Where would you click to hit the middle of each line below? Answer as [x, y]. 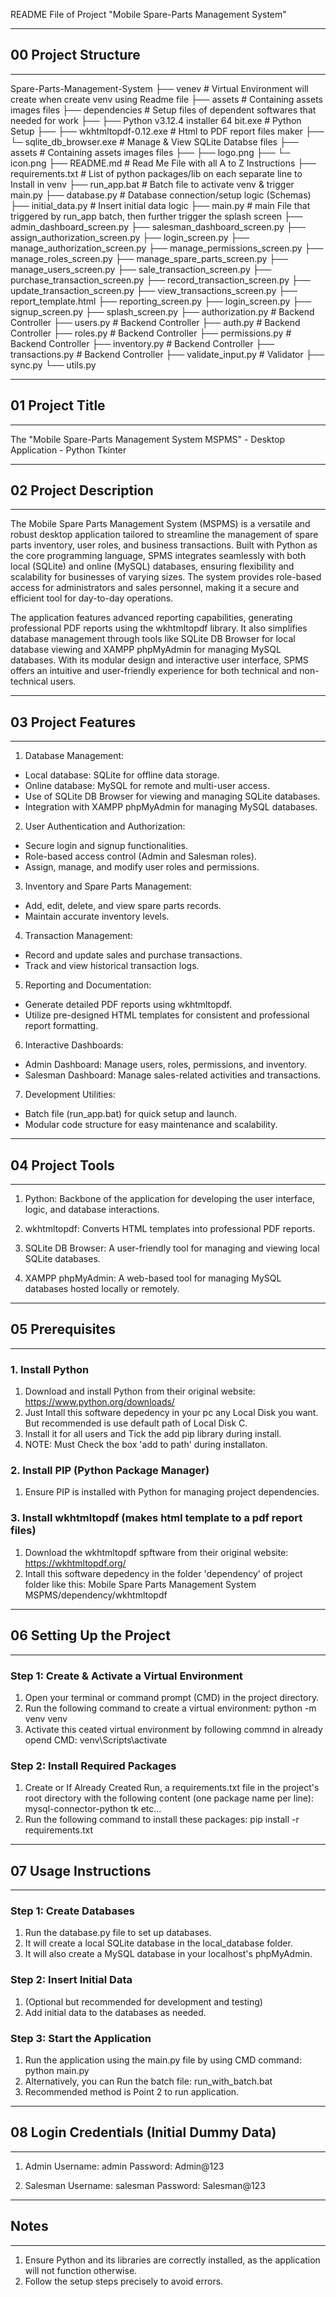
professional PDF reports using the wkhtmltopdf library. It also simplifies [159, 628]
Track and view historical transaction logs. [112, 966]
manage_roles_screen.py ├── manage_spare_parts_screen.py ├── [149, 258]
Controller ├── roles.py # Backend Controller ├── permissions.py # [151, 333]
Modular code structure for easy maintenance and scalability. [151, 1125]
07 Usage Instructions [81, 1870]
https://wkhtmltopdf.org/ [75, 1563]
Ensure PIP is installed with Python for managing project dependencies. [172, 1492]
